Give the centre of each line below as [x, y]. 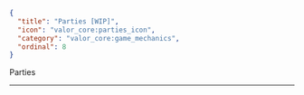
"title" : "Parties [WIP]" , [68, 21]
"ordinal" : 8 [42, 47]
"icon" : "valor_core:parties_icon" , [86, 30]
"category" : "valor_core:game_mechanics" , [99, 38]
